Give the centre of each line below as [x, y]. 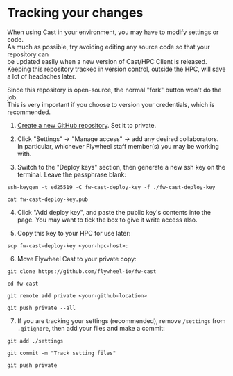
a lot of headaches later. [42, 76]
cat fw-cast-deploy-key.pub [48, 199]
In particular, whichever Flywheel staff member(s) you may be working [118, 146]
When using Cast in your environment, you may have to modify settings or [113, 32]
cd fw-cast [23, 284]
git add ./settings [35, 341]
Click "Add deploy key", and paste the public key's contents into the [114, 212]
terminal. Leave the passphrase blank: [72, 174]
